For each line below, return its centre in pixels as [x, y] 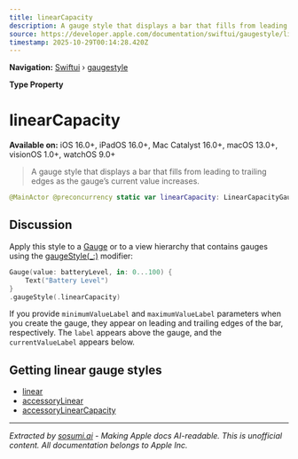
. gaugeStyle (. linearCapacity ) [65, 297]
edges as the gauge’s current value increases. [115, 181]
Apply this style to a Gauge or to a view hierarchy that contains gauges [139, 246]
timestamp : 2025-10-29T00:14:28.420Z [79, 42]
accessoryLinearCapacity [69, 410]
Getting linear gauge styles [86, 370]
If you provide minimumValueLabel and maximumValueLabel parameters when [145, 314]
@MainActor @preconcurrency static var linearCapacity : [114, 198]
